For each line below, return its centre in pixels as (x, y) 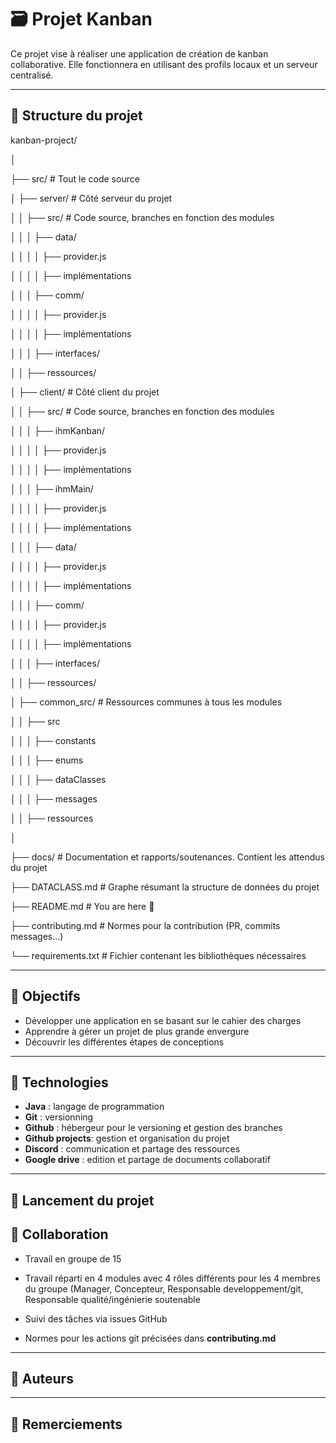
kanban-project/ (44, 140)
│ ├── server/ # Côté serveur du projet (91, 198)
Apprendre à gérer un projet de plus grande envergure (137, 1031)
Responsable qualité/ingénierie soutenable (112, 1299)
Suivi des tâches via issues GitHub (96, 1318)
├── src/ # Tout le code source (75, 178)
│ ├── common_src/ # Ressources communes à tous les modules (146, 702)
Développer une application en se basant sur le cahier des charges (163, 1020)
